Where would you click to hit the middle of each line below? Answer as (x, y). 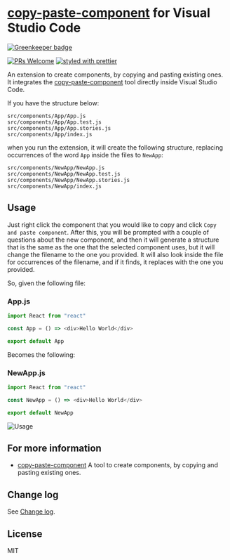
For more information (54, 448)
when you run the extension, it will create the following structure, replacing (115, 147)
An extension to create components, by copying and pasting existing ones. (115, 74)
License (25, 534)
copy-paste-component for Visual (109, 13)
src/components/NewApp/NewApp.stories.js (69, 180)
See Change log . (31, 512)
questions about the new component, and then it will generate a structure (113, 240)
